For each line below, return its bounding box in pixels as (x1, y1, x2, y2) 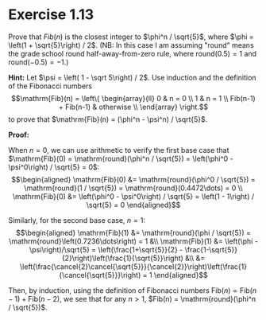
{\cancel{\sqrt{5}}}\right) (59, 270, 141, 279)
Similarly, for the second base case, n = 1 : (8, 215, 145, 224)
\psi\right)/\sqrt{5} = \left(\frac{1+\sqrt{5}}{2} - (29, 244, 183, 254)
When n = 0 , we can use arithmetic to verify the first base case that (8, 145, 229, 154)
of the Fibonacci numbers (8, 81, 93, 91)
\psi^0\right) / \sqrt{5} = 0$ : (8, 162, 100, 172)
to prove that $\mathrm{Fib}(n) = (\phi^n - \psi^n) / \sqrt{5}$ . (8, 114, 208, 124)
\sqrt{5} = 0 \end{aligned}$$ (86, 200, 181, 209)
